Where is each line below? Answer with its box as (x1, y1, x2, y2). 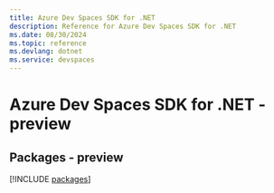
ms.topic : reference (9, 38, 88, 48)
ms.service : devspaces (9, 55, 95, 64)
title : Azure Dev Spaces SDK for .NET (9, 13, 156, 23)
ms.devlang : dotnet (9, 47, 83, 56)
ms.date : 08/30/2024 (9, 30, 88, 39)
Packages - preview (9, 150, 124, 165)
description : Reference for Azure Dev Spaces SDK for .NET (9, 22, 237, 31)
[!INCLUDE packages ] (9, 174, 91, 184)
